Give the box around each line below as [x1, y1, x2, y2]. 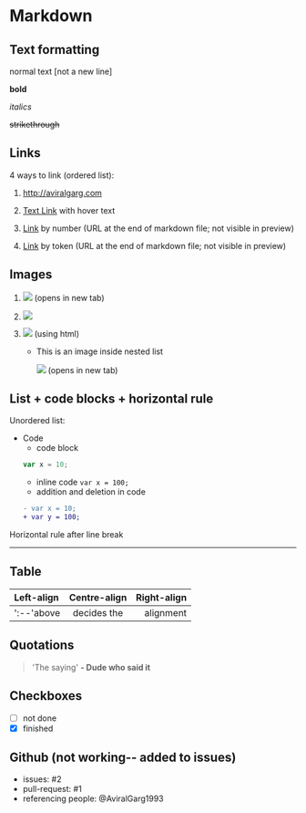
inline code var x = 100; [36, 476, 129, 488]
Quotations [9, 638, 75, 653]
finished [22, 723, 54, 734]
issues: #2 [22, 774, 62, 785]
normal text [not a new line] [9, 66, 113, 77]
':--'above [14, 606, 61, 619]
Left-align [14, 590, 59, 603]
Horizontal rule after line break [9, 529, 124, 540]
